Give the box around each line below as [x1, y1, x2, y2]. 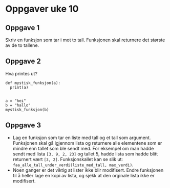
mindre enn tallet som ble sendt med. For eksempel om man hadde [12, 145, 154, 151]
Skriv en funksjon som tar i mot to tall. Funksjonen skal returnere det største [5, 37, 165, 43]
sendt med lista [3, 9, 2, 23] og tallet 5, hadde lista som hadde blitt [12, 151, 158, 157]
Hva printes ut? [5, 70, 37, 76]
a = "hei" [5, 98, 27, 103]
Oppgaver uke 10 [5, 3, 79, 15]
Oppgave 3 [5, 121, 41, 130]
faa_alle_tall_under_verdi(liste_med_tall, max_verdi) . [12, 162, 134, 168]
